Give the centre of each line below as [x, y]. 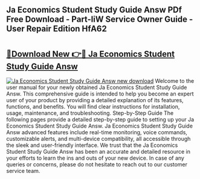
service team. [23, 171]
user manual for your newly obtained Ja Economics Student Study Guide [97, 87]
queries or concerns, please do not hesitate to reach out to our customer [97, 164]
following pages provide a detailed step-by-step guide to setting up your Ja [100, 119]
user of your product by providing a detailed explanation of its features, [95, 100]
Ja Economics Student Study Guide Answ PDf [94, 10]
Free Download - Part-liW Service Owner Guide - [100, 20]
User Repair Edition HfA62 [56, 29]
